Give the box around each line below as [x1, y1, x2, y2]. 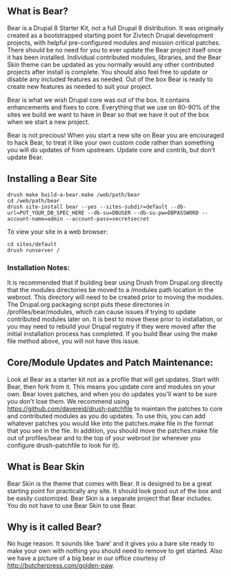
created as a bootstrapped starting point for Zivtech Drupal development [7, 31, 214, 39]
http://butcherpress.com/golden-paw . [7, 562, 115, 570]
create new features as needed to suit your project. [7, 82, 153, 90]
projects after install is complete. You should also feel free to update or [7, 68, 208, 76]
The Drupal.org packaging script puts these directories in [7, 300, 170, 309]
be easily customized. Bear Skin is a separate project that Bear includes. [7, 494, 212, 502]
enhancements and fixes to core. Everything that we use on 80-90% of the [7, 103, 221, 111]
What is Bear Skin [7, 461, 85, 473]
